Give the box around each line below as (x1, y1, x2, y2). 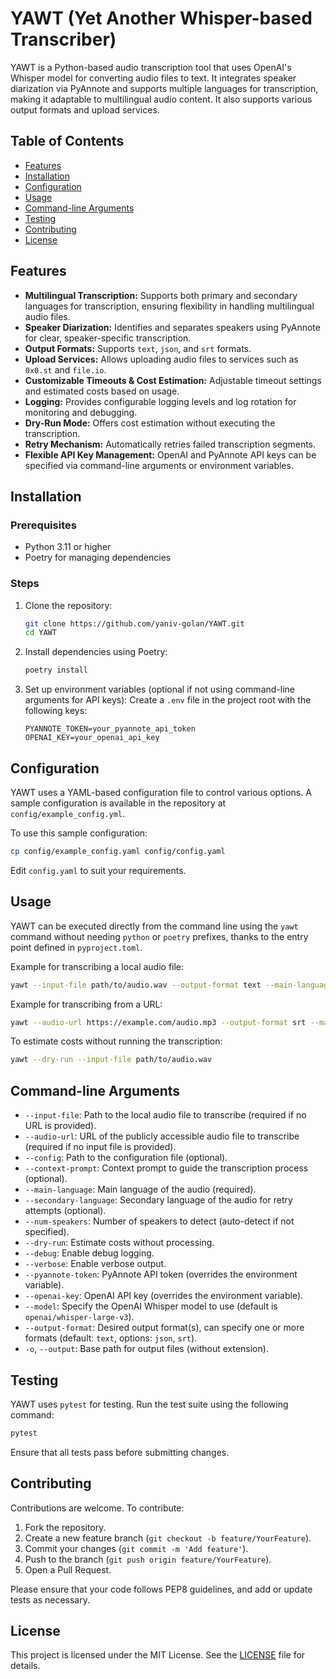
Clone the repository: (24, 599, 113, 611)
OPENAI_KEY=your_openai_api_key (24, 733, 160, 743)
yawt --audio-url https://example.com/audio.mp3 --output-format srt (10, 1017, 307, 1027)
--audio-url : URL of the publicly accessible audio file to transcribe (24, 1130, 300, 1142)
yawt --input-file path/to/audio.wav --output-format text (10, 980, 262, 990)
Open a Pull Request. (24, 1563, 112, 1576)
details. (10, 1660, 41, 1672)
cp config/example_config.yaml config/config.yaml (10, 846, 226, 856)
